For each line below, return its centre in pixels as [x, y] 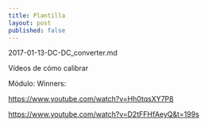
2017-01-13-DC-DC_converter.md [63, 53]
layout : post [30, 23]
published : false [37, 30]
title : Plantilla [37, 15]
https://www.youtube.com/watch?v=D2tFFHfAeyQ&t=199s [104, 114]
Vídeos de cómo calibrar [48, 68]
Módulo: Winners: [37, 83]
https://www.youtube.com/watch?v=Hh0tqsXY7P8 [91, 99]
